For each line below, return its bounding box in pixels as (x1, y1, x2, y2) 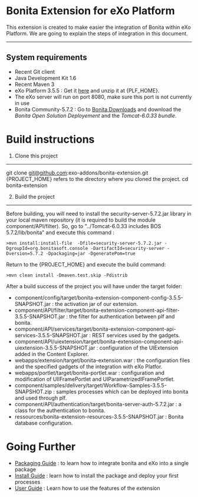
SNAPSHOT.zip (14, 388, 52, 395)
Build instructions (6, 133, 95, 146)
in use (14, 99, 30, 107)
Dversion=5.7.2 (6, 251, 44, 256)
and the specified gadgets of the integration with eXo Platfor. (14, 363, 163, 370)
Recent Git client (14, 68, 55, 75)
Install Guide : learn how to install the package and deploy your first (14, 472, 179, 479)
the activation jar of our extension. (55, 300, 138, 307)
